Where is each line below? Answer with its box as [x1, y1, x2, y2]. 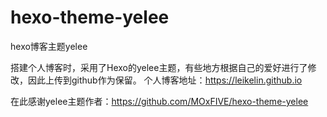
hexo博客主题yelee [10, 40, 88, 52]
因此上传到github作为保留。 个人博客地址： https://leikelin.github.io [27, 74, 303, 86]
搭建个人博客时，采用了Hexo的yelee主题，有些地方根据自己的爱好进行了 [10, 61, 308, 73]
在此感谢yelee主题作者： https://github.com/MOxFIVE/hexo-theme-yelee [10, 95, 309, 107]
